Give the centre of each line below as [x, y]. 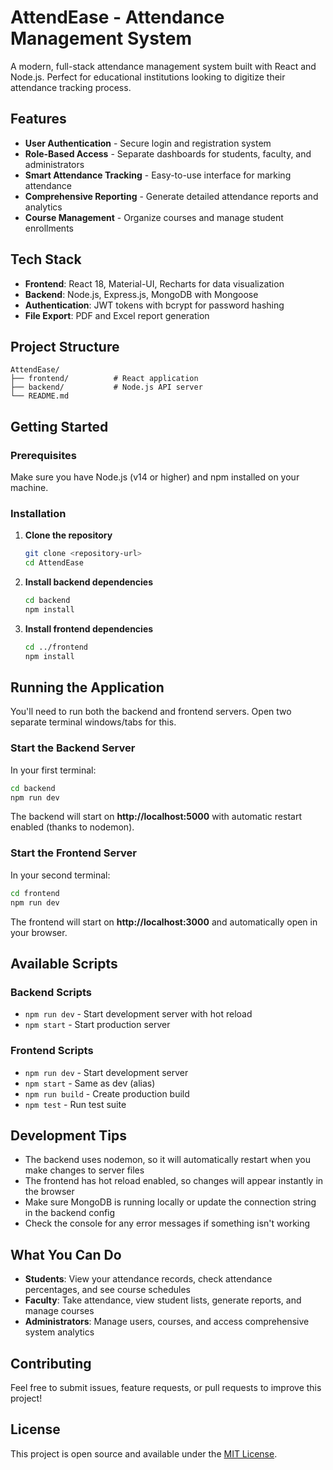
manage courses [59, 1311]
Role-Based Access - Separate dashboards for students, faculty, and [168, 153]
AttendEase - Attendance [117, 17]
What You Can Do [66, 1254]
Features [38, 119]
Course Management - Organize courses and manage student [154, 217]
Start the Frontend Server [73, 853]
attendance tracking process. [71, 87]
